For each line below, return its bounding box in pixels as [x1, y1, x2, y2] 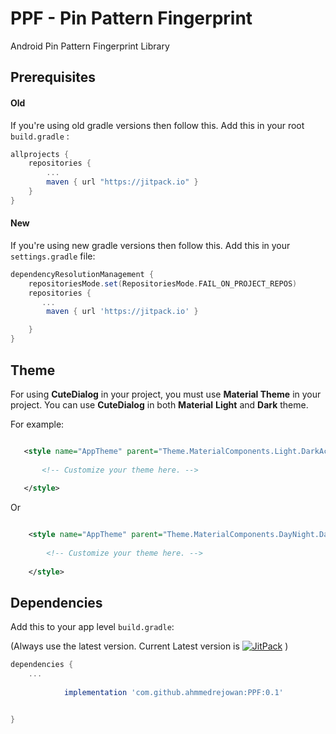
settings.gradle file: [10, 250, 96, 262]
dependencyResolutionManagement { [10, 269, 155, 279]
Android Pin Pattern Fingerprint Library [10, 40, 170, 52]
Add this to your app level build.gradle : [10, 621, 175, 633]
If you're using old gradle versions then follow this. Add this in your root [10, 119, 305, 131]
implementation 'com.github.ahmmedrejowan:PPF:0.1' [63, 688, 284, 698]
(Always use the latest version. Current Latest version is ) [10, 640, 289, 652]
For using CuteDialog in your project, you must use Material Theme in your [10, 388, 322, 400]
